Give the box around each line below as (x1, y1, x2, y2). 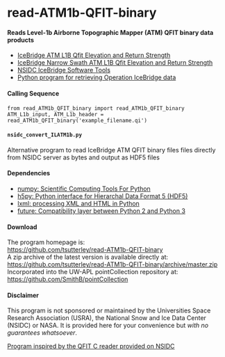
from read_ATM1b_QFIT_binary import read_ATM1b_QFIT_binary (7, 104, 185, 112)
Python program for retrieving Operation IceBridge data (17, 73, 176, 81)
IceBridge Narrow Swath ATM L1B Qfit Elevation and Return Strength (17, 58, 213, 67)
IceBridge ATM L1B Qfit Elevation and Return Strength (17, 51, 171, 60)
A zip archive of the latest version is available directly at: (7, 253, 169, 262)
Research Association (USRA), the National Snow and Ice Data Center (7, 314, 207, 322)
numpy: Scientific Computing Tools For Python (17, 184, 151, 193)
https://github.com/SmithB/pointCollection (7, 275, 128, 283)
